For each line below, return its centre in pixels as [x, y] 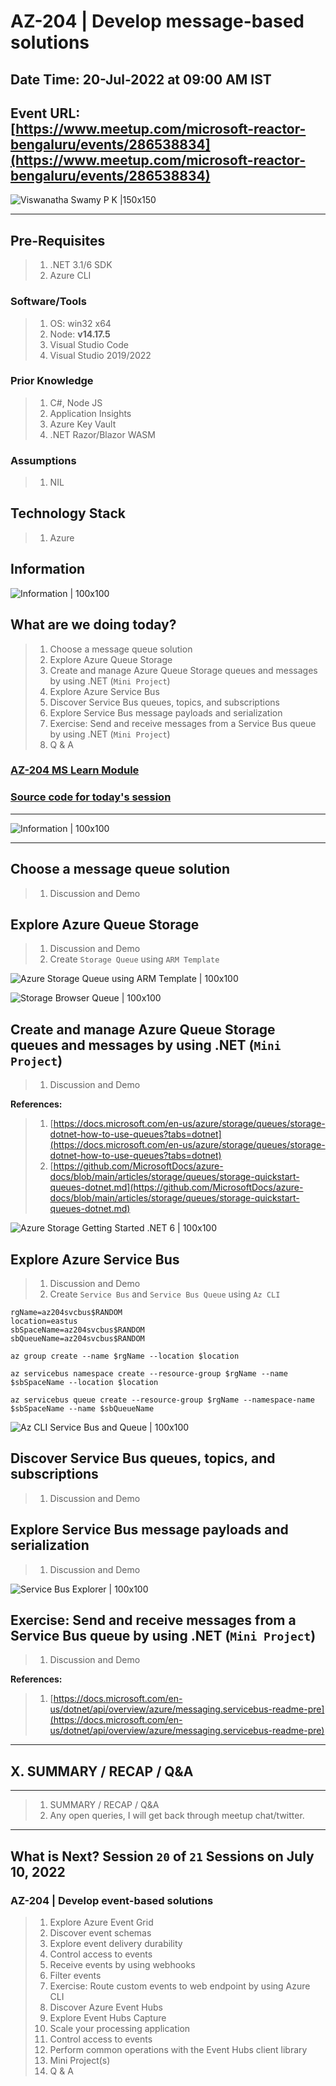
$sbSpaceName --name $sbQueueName [82, 1409]
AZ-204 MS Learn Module [75, 770]
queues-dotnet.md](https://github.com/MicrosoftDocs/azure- [176, 1187]
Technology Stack [68, 513]
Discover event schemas [100, 1932]
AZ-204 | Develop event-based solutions [112, 1900]
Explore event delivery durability [116, 1943]
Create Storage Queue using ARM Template [134, 959]
